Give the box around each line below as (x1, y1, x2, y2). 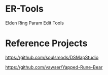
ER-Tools (5, 3, 44, 15)
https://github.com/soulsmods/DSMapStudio (5, 54, 99, 60)
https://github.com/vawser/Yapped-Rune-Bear (5, 64, 103, 70)
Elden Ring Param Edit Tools (5, 20, 64, 26)
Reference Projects (5, 37, 88, 49)
